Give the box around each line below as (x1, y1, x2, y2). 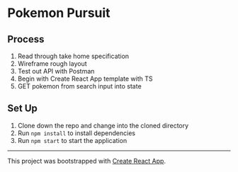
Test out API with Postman (17, 67, 95, 75)
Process (7, 33, 45, 45)
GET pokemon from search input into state (17, 82, 142, 90)
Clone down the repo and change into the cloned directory (17, 121, 189, 130)
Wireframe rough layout (17, 59, 87, 68)
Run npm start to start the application (17, 136, 127, 144)
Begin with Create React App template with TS (17, 74, 154, 83)
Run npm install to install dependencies (17, 129, 136, 137)
